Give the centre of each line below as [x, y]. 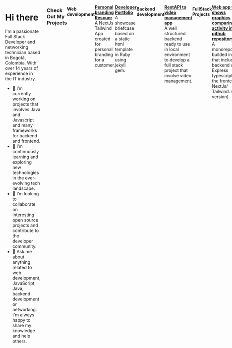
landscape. [24, 188]
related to [22, 267]
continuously [26, 151]
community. [24, 246]
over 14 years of [22, 68]
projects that [25, 104]
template [124, 49]
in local [172, 49]
